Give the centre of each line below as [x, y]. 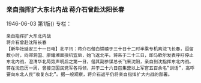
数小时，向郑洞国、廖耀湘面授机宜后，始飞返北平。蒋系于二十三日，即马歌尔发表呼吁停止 [100, 55]
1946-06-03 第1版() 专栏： [39, 24]
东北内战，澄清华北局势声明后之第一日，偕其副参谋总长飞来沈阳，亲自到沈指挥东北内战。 [100, 62]
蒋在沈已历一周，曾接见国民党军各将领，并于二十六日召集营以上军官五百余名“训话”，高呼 [100, 68]
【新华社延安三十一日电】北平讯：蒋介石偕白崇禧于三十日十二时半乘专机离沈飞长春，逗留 [100, 49]
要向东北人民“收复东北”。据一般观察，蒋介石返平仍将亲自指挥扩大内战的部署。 [89, 75]
